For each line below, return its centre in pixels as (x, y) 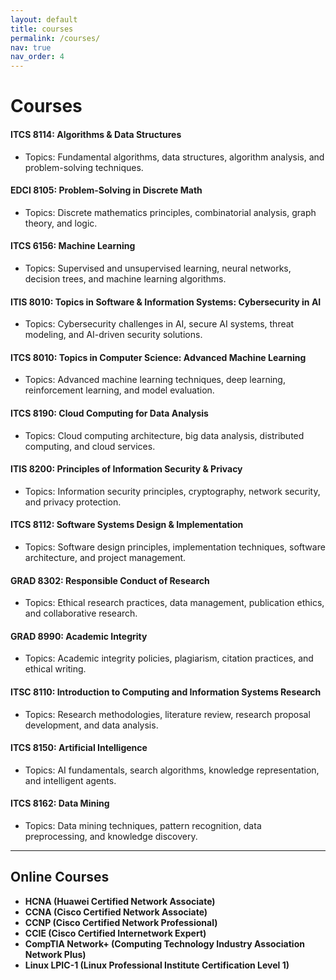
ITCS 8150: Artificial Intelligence (79, 748)
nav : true (31, 47)
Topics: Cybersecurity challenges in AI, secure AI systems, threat (159, 324)
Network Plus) (55, 954)
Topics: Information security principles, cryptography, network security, (172, 491)
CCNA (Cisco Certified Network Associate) (116, 912)
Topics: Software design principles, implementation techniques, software (175, 547)
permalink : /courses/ (55, 38)
